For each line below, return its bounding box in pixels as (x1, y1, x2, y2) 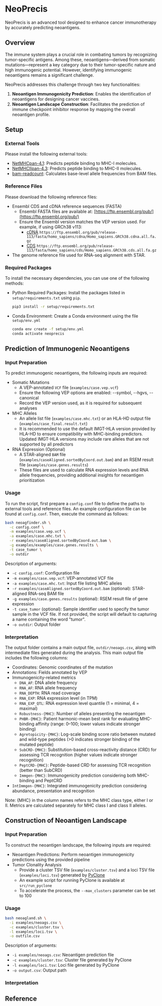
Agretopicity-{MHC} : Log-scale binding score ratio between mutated (19, 731, 156, 737)
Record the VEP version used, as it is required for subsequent (19, 400, 142, 406)
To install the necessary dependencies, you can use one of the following (5, 275, 149, 281)
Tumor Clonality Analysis (12, 862, 62, 867)
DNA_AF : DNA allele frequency (19, 680, 77, 686)
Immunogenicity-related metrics (12, 674, 76, 680)
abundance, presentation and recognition (12, 788, 95, 794)
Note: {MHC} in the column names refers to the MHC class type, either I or (5, 797, 153, 803)
